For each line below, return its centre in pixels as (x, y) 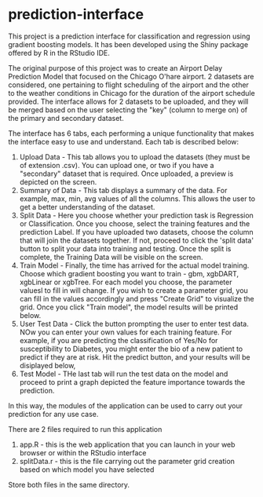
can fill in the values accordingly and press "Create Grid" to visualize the (137, 298)
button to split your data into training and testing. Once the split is (125, 248)
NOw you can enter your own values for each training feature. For (126, 332)
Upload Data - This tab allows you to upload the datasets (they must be (135, 157)
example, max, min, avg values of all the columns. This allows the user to (137, 199)
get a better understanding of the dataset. (87, 206)
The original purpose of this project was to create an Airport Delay (115, 68)
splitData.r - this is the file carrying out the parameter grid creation (127, 461)
